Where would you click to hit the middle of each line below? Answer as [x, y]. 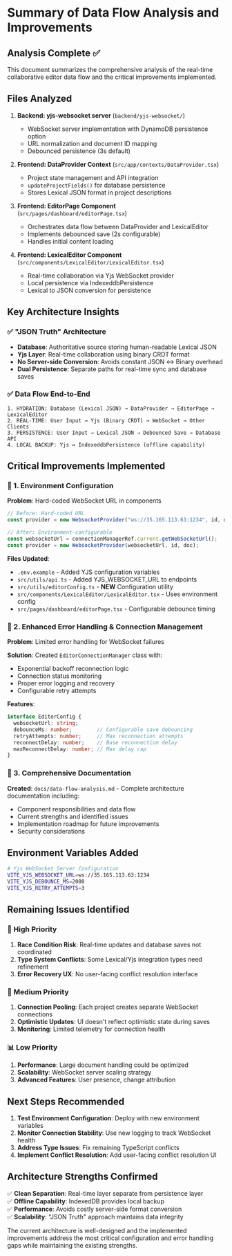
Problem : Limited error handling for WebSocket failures [86, 642]
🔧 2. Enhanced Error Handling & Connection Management [105, 627]
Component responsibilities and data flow [76, 809]
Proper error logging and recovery [66, 683]
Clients [18, 427]
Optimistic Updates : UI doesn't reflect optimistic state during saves [114, 1021]
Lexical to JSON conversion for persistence [89, 290]
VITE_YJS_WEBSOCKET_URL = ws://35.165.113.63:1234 [78, 875]
